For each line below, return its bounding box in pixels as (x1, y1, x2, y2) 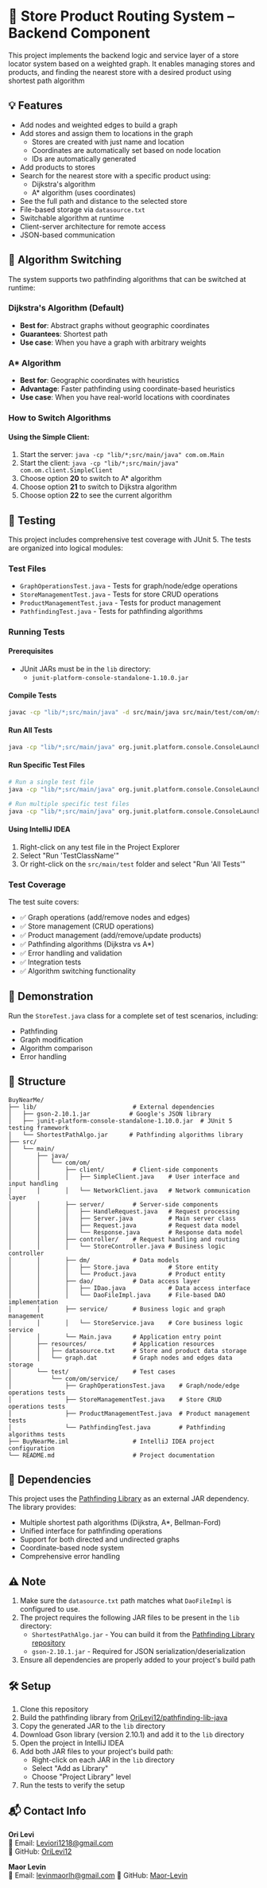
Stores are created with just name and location (31, 137, 185, 147)
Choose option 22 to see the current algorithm (19, 491, 172, 500)
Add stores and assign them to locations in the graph (19, 128, 193, 138)
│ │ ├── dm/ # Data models (8, 1256, 180, 1265)
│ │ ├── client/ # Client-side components (8, 1166, 219, 1174)
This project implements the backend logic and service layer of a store (8, 50, 239, 60)
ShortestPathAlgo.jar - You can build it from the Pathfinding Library (31, 1630, 255, 1640)
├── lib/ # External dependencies (8, 1103, 215, 1111)
